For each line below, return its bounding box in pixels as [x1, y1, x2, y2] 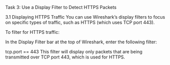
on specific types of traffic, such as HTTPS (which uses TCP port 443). [5, 20, 155, 25]
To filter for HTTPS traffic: [5, 29, 60, 35]
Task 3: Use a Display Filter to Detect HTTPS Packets [5, 5, 117, 10]
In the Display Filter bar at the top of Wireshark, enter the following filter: [5, 39, 157, 45]
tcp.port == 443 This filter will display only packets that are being [5, 49, 143, 54]
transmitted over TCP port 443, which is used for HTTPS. [5, 54, 126, 60]
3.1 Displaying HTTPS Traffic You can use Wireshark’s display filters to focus [5, 14, 165, 20]
